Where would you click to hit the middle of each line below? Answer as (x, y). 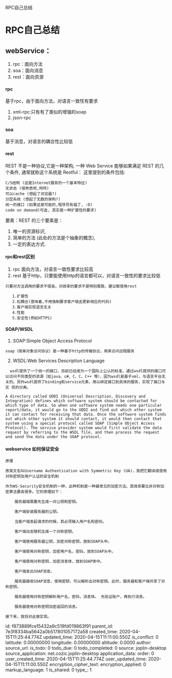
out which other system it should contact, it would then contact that (83, 419)
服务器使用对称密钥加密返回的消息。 (47, 607)
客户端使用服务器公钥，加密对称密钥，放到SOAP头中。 (63, 542)
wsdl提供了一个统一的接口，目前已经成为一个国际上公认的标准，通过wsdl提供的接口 (86, 371)
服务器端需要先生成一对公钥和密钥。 (47, 502)
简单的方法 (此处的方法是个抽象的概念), (54, 237)
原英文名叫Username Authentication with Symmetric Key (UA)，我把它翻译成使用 (86, 471)
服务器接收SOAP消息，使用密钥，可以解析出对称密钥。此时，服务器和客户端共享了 (88, 581)
